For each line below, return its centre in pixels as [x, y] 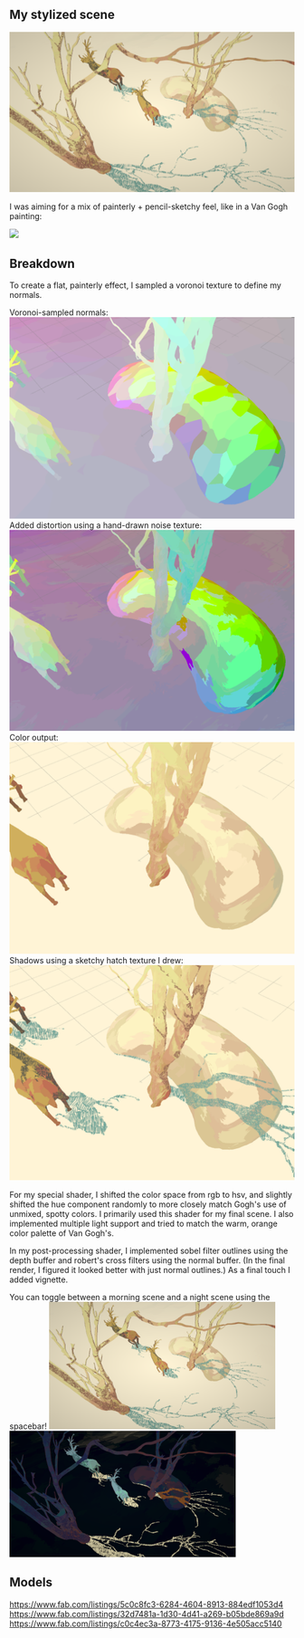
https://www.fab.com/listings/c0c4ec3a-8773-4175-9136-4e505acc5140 [146, 1624]
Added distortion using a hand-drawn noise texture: [106, 525]
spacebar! [28, 1426]
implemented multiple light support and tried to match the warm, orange [143, 1223]
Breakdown [42, 263]
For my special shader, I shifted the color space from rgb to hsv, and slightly [151, 1194]
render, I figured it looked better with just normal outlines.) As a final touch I [150, 1269]
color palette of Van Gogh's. [62, 1233]
